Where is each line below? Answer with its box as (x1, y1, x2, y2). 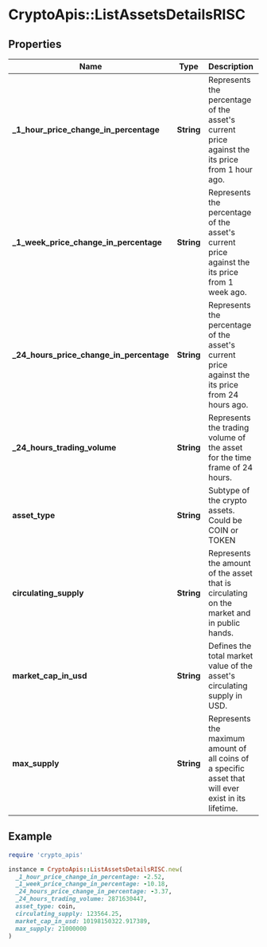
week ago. (207, 287, 248, 297)
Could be (207, 515, 242, 525)
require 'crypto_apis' (8, 851, 83, 859)
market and (207, 607, 251, 619)
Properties (8, 37, 62, 51)
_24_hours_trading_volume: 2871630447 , (15, 895, 148, 903)
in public (207, 618, 241, 628)
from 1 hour (207, 164, 253, 175)
